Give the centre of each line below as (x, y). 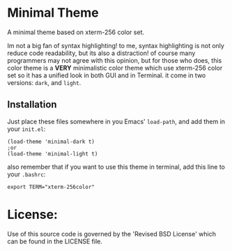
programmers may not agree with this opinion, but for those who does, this (115, 60)
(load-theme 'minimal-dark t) (51, 142)
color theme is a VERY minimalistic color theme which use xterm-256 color (115, 68)
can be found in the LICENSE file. (55, 241)
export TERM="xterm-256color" (51, 187)
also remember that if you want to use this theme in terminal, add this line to (116, 167)
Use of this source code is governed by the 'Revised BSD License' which (111, 234)
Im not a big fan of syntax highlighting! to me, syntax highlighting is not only (116, 45)
